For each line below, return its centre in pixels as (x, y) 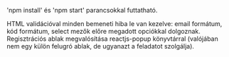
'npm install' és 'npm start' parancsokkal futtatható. (82, 10)
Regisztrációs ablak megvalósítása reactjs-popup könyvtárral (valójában (112, 39)
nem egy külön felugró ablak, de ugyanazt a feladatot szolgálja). (101, 46)
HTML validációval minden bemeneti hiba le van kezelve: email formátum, (114, 24)
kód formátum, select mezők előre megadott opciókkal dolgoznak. (103, 31)
